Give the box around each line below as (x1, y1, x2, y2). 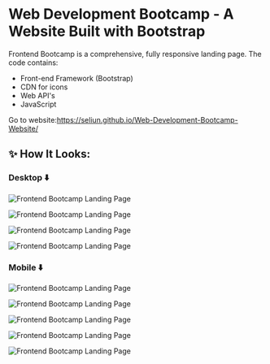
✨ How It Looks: (8, 147, 91, 161)
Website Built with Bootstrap (8, 22, 206, 41)
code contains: (8, 58, 59, 67)
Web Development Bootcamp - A (8, 5, 234, 24)
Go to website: (8, 115, 57, 124)
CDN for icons (20, 82, 68, 92)
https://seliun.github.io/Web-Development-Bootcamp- (56, 115, 238, 124)
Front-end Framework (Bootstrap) (20, 73, 134, 83)
